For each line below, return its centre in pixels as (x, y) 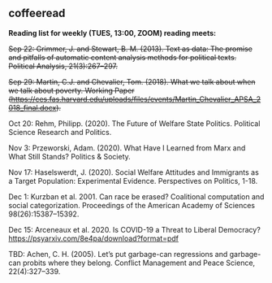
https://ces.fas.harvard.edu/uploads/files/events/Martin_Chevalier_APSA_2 (136, 99)
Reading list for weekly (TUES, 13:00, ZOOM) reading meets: (112, 33)
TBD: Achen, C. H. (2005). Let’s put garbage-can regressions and (118, 254)
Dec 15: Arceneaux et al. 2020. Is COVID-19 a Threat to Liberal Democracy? (135, 229)
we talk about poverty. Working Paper (72, 90)
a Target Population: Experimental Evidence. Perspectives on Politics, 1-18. (133, 181)
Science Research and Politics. (60, 132)
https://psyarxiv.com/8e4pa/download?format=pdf (94, 238)
